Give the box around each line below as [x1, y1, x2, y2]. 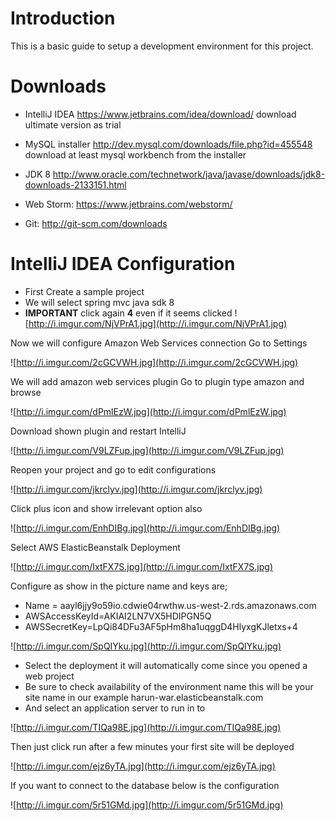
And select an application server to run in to [24, 702, 206, 714]
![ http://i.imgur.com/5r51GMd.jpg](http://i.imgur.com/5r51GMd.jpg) [10, 798, 284, 811]
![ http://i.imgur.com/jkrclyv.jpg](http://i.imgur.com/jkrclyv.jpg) [10, 483, 263, 495]
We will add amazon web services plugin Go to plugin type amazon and [10, 375, 305, 387]
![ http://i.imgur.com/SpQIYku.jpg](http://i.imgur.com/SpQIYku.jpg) [10, 640, 282, 652]
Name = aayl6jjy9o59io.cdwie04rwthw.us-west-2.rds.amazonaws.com [24, 599, 317, 611]
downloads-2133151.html [24, 178, 127, 191]
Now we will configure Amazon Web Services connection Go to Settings [10, 337, 308, 349]
